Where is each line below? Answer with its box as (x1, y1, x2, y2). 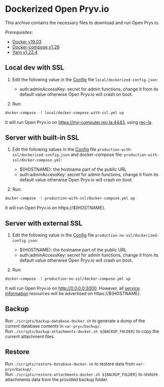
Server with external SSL (5, 219, 82, 227)
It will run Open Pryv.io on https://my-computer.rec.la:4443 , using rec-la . (5, 119, 153, 125)
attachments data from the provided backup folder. (5, 376, 109, 382)
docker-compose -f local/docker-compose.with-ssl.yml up (5, 110, 124, 115)
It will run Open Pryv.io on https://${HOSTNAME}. (5, 205, 106, 211)
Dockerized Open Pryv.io (5, 3, 109, 15)
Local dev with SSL (5, 63, 64, 72)
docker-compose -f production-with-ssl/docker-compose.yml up (5, 196, 135, 201)
